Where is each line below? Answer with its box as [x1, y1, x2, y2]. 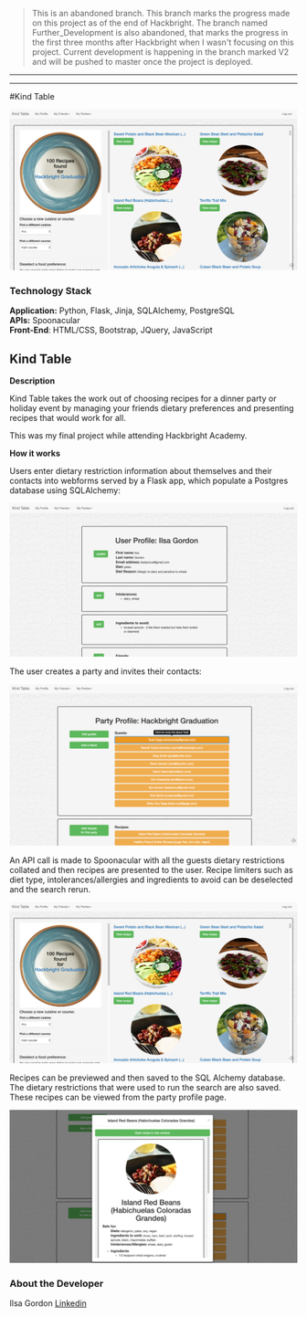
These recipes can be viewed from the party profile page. [9, 1091, 227, 1103]
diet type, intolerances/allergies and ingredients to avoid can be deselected [9, 874, 293, 885]
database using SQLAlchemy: [9, 485, 121, 496]
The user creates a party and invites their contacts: [9, 666, 203, 677]
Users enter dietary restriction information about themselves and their [9, 466, 272, 477]
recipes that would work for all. [9, 413, 126, 424]
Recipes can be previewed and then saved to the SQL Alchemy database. [9, 1072, 286, 1083]
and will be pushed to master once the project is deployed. [31, 57, 253, 67]
